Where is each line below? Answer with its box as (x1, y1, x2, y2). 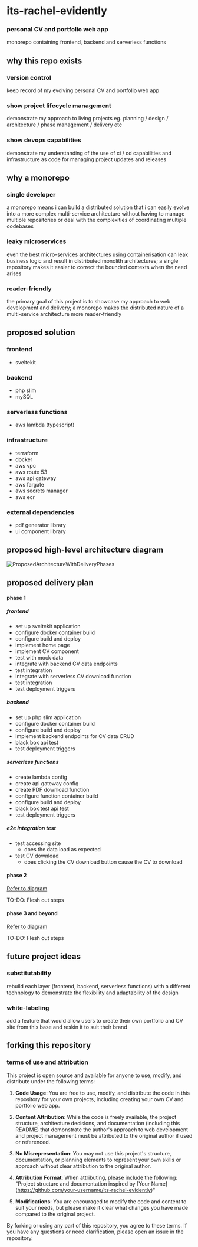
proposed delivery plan (6, 577, 94, 588)
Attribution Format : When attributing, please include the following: (15, 1174, 178, 1181)
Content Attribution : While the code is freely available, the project (15, 1113, 177, 1120)
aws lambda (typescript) (15, 421, 75, 429)
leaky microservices (6, 237, 67, 246)
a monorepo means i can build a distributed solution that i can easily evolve (6, 204, 190, 211)
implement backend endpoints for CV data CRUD (15, 732, 134, 739)
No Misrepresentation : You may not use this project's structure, (15, 1150, 171, 1157)
